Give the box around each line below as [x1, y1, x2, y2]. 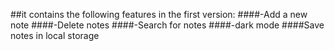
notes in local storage [10, 30, 100, 41]
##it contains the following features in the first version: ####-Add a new [10, 9, 308, 20]
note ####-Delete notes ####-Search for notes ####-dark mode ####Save [10, 19, 325, 31]
